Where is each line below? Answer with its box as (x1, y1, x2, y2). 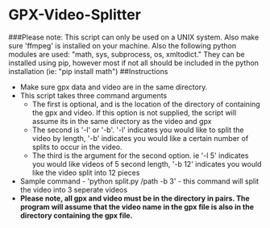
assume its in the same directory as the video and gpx (31, 116, 212, 126)
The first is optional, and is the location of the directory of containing (31, 99, 260, 109)
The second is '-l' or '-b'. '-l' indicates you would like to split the (31, 125, 244, 135)
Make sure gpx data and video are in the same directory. (19, 82, 208, 92)
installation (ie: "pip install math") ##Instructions (8, 66, 168, 76)
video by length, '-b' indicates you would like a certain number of (31, 133, 249, 143)
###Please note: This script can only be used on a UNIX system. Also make (8, 32, 260, 42)
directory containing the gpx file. (19, 210, 133, 220)
